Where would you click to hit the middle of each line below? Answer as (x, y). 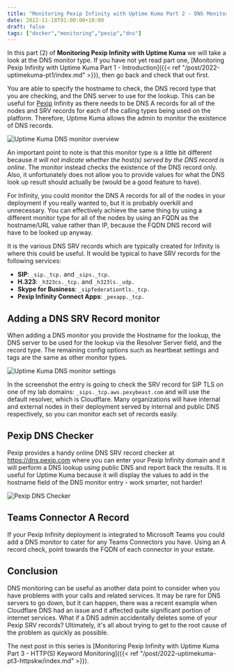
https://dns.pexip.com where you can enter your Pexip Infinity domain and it (116, 460)
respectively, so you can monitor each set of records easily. (93, 414)
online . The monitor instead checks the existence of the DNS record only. (112, 167)
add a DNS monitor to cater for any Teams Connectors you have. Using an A (117, 542)
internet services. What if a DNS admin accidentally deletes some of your (112, 618)
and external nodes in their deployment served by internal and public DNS (113, 407)
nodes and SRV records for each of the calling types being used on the (109, 111)
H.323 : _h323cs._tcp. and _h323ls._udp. (76, 282)
